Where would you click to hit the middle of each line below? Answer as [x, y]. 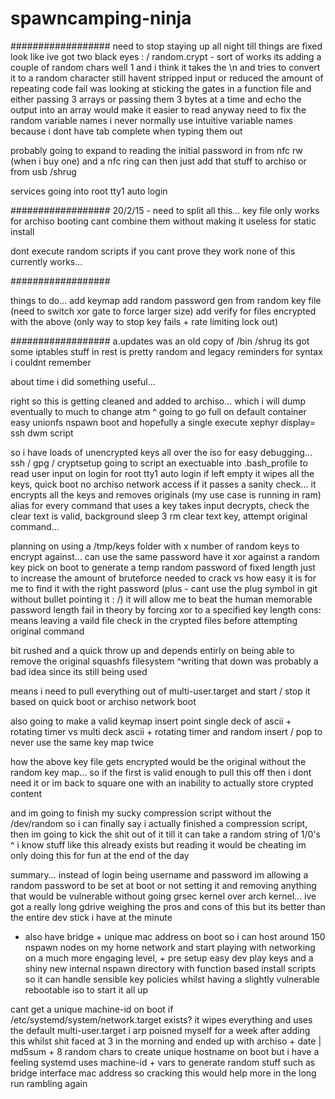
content [26, 793]
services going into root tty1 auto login [89, 191]
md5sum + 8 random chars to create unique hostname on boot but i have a [165, 1051]
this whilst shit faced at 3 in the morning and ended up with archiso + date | [166, 1041]
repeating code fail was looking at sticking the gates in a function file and [161, 88]
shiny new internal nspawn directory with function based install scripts [170, 968]
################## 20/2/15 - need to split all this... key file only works [165, 210]
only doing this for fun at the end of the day [100, 855]
